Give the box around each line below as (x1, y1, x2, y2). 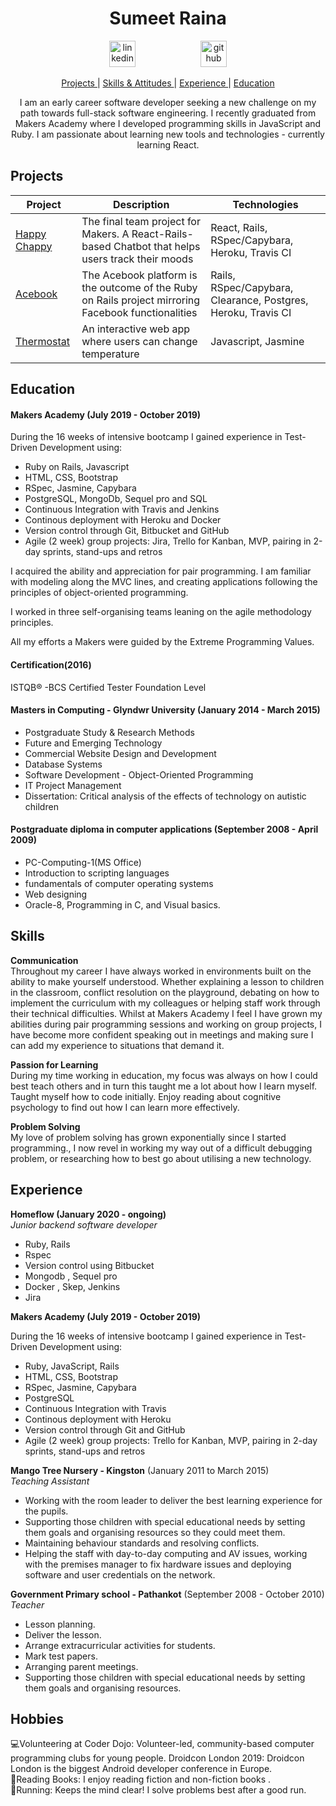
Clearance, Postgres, (210, 293, 309, 307)
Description (112, 197, 170, 211)
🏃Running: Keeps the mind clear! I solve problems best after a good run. (10, 1784, 307, 1796)
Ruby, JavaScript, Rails (24, 1360, 120, 1372)
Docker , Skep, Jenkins (24, 1280, 121, 1292)
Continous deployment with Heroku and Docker (24, 514, 222, 526)
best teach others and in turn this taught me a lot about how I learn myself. (10, 1080, 318, 1092)
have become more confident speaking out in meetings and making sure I (10, 1028, 314, 1041)
